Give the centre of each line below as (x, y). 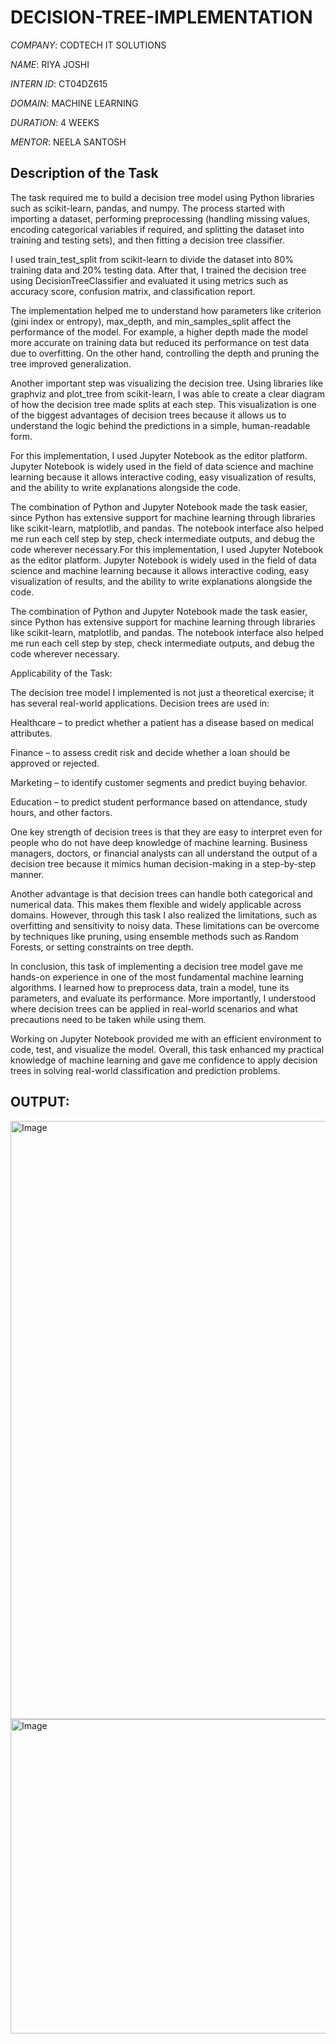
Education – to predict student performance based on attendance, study (159, 802)
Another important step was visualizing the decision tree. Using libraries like (167, 383)
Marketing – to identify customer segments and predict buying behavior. (159, 782)
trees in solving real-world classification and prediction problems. (145, 1070)
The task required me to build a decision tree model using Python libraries (162, 197)
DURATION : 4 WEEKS (55, 122)
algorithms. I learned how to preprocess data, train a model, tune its (150, 987)
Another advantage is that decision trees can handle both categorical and (161, 893)
